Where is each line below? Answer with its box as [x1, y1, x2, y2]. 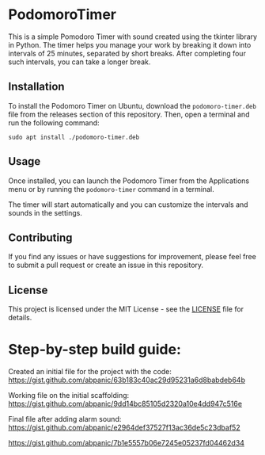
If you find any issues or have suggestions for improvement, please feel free [8, 252, 257, 262]
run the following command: [8, 117, 100, 128]
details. [8, 313, 32, 323]
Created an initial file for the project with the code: [8, 367, 172, 377]
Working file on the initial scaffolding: [8, 391, 130, 400]
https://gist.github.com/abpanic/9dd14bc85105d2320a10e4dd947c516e [8, 399, 243, 409]
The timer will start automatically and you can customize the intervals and [8, 200, 248, 209]
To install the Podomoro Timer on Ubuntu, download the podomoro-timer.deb [8, 101, 257, 110]
